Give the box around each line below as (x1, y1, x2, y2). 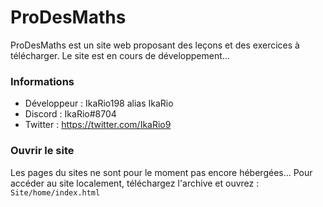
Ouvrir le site (10, 144, 75, 158)
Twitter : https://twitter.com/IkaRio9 (24, 119, 172, 131)
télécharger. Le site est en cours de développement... (10, 49, 230, 61)
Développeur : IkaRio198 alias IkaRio (24, 97, 174, 110)
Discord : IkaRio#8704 (24, 108, 117, 120)
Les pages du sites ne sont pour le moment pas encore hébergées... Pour (10, 166, 313, 178)
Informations (10, 74, 75, 88)
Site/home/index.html (10, 187, 101, 198)
